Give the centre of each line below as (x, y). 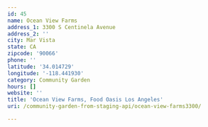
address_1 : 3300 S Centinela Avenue (61, 27)
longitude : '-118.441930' (45, 73)
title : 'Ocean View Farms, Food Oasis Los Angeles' (85, 100)
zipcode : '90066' (33, 54)
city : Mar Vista (31, 40)
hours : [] (22, 87)
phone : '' (22, 60)
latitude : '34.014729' (41, 67)
